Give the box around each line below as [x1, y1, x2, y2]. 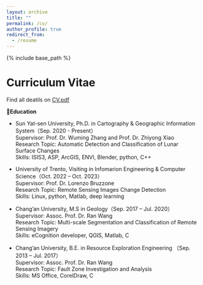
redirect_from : [6, 32, 45, 38]
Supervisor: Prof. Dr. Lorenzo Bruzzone [15, 179, 115, 187]
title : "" [6, 15, 32, 21]
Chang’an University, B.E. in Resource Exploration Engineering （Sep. [15, 244, 191, 251]
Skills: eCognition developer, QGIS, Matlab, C [15, 231, 129, 239]
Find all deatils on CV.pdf [6, 96, 69, 103]
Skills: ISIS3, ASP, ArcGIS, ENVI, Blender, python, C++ [15, 153, 151, 161]
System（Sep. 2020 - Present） [15, 127, 97, 134]
